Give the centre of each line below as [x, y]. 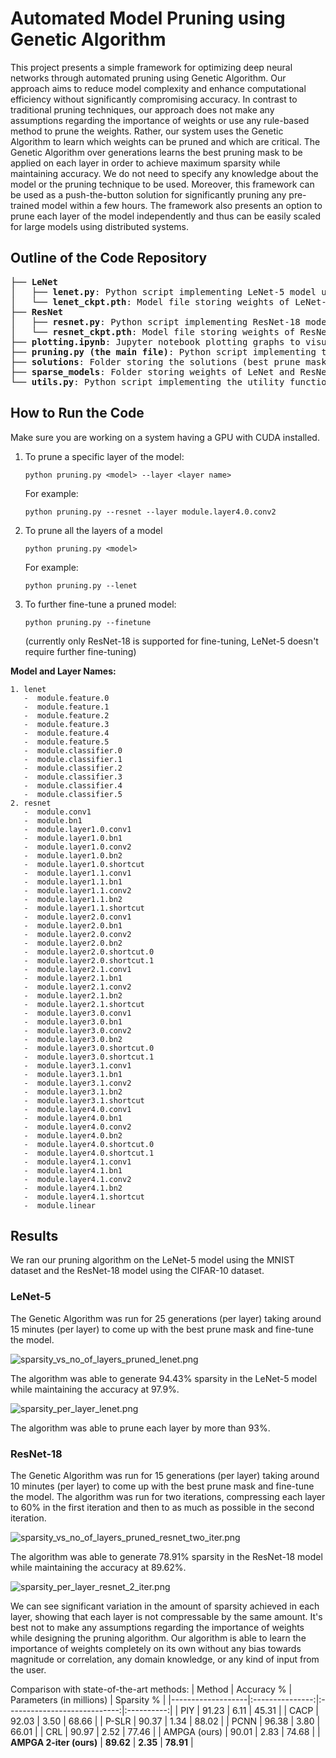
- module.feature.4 [66, 733]
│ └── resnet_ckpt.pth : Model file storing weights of [153, 331]
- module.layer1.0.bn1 [73, 838]
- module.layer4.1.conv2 [77, 1179]
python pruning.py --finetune [88, 622]
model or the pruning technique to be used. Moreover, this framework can [162, 184]
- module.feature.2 [66, 715]
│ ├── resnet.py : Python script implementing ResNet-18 [155, 321]
